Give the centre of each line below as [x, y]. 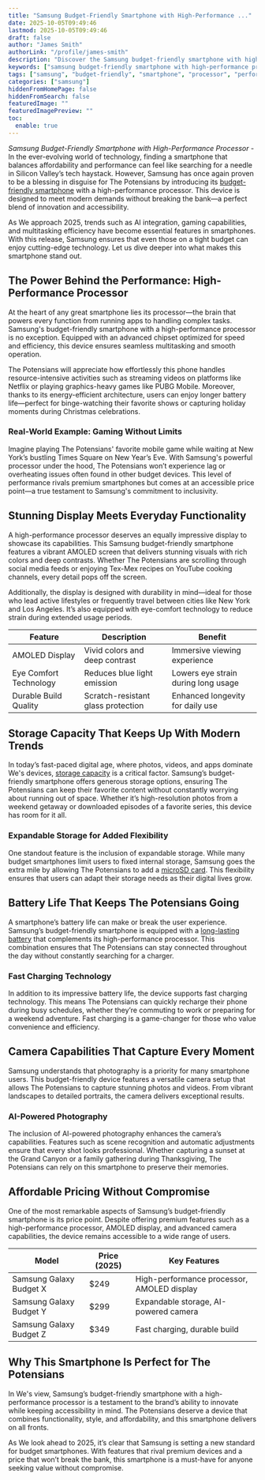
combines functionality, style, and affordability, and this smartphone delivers [132, 1418]
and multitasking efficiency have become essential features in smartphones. [132, 231]
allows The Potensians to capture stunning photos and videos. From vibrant [131, 1087]
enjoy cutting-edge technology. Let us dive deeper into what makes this [125, 247]
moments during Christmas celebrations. [74, 411]
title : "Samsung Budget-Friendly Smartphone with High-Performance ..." [130, 15]
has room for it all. [37, 815]
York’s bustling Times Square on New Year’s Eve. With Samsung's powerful [131, 457]
